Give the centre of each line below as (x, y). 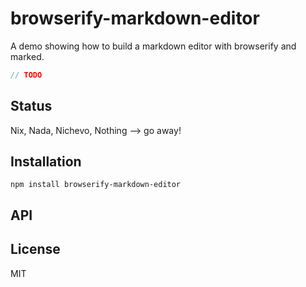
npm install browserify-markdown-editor (96, 185)
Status (31, 106)
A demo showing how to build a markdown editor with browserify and (153, 46)
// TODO (26, 75)
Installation (46, 162)
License (35, 249)
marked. (27, 56)
